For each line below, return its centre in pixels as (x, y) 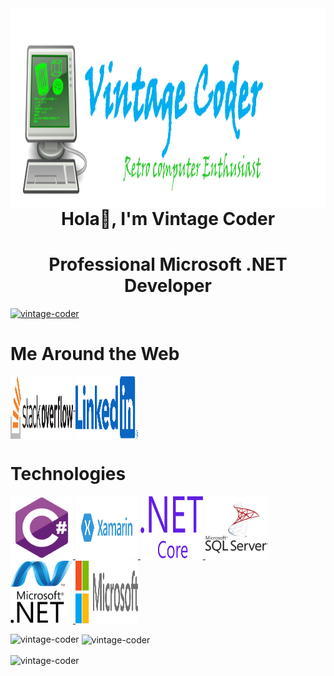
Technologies (68, 474)
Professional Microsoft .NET (168, 264)
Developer (168, 286)
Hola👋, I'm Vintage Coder (168, 219)
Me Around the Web (95, 354)
